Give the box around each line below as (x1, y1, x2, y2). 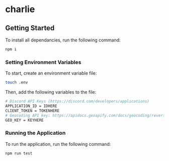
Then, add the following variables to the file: (5, 89, 97, 95)
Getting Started (5, 24, 55, 32)
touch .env (5, 80, 28, 85)
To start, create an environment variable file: (5, 70, 97, 76)
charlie (5, 4, 35, 15)
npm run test (5, 150, 33, 156)
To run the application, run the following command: (5, 141, 111, 147)
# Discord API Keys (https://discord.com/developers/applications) (5, 99, 150, 104)
